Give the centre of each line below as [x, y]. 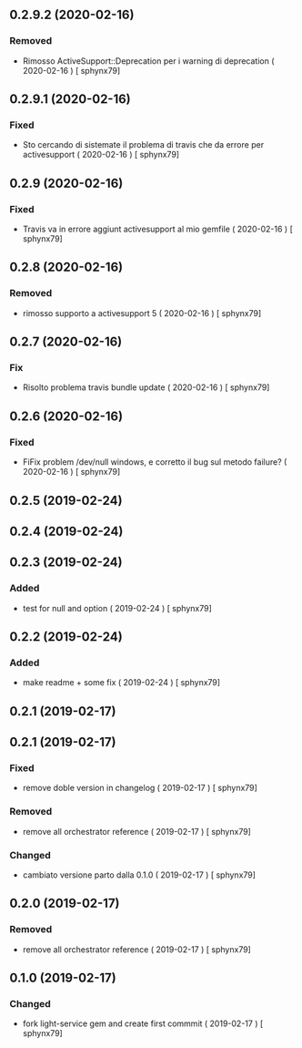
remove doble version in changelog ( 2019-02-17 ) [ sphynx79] [140, 788]
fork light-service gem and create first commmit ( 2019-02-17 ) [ [143, 1023]
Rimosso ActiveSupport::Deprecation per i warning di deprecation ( [148, 61]
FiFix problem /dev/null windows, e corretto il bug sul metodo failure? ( [155, 462]
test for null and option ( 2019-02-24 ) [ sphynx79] [117, 608]
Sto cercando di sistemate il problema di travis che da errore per [143, 145]
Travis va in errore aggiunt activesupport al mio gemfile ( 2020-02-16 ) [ [158, 229]
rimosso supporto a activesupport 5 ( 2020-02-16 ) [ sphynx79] [142, 313]
